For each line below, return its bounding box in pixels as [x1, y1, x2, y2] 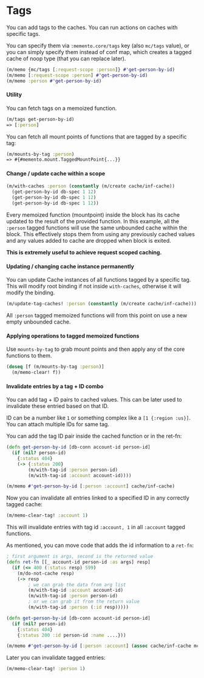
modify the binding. [6, 289, 55, 296]
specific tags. [6, 30, 41, 37]
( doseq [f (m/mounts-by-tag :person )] [6, 364, 104, 370]
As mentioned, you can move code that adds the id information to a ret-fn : [6, 541, 194, 549]
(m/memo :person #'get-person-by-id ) [6, 78, 102, 84]
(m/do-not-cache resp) [17, 570, 75, 577]
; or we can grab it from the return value [28, 598, 140, 605]
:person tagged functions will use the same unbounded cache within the [6, 224, 188, 231]
